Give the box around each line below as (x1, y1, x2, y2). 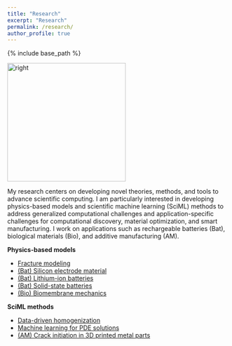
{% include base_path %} (7, 49, 81, 58)
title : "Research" (7, 10, 61, 18)
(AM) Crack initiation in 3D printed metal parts (17, 331, 151, 340)
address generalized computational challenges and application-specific (7, 210, 214, 218)
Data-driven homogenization (17, 317, 101, 325)
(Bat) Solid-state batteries (17, 281, 93, 290)
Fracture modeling (17, 259, 71, 267)
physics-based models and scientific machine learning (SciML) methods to (7, 202, 224, 211)
